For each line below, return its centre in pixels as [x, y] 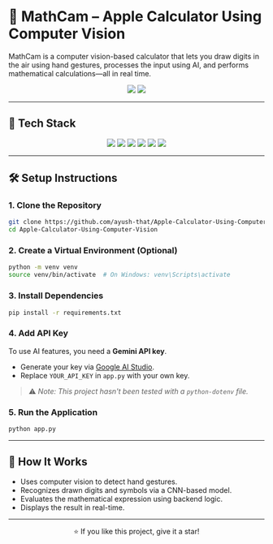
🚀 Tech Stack [42, 124]
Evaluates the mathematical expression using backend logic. [121, 499]
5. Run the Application [53, 412]
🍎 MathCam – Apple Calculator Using [135, 17]
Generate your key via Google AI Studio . [87, 367]
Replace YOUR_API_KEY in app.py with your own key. [105, 375]
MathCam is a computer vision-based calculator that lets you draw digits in [134, 56]
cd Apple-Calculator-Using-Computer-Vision [83, 230]
